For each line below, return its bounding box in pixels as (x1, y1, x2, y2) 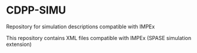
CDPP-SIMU (6, 4, 66, 17)
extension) (6, 41, 32, 48)
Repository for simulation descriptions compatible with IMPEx (6, 23, 155, 30)
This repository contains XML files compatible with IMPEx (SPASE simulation (6, 34, 192, 41)
